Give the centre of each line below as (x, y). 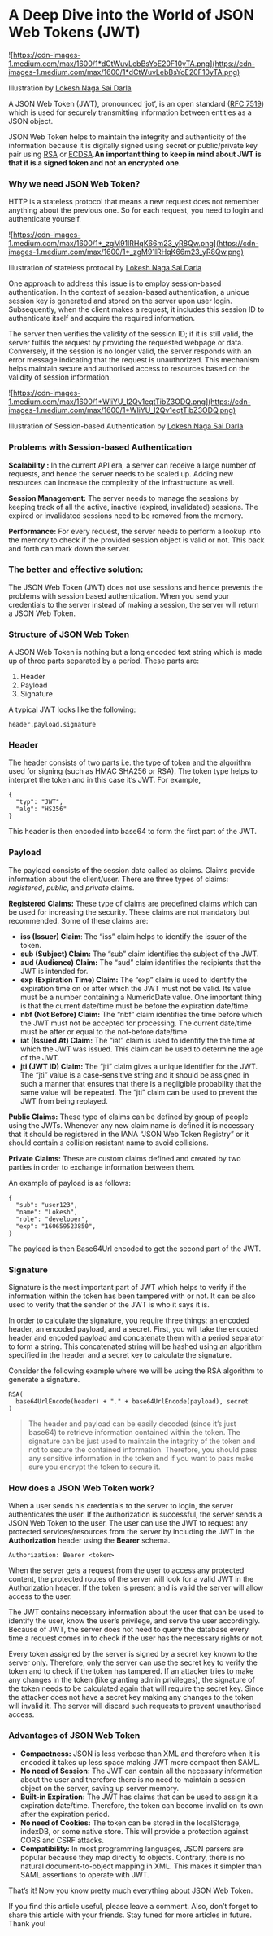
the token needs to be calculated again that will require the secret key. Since (136, 1688)
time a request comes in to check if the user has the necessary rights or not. (136, 1638)
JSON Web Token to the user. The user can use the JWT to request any (128, 1523)
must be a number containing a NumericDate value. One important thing (141, 997)
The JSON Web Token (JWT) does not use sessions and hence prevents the (136, 587)
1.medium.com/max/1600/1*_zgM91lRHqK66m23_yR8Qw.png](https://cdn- (134, 244)
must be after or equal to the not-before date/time (104, 1031)
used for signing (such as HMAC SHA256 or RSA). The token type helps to (133, 771)
